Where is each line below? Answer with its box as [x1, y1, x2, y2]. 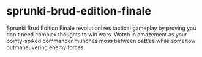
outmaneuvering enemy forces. [6, 44, 86, 51]
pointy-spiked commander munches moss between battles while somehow [6, 37, 196, 44]
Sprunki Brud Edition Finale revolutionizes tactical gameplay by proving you [6, 24, 196, 32]
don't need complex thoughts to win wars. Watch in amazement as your [6, 30, 187, 38]
